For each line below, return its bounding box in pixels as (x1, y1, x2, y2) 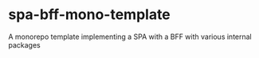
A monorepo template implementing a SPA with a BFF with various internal (8, 32, 253, 41)
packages (8, 40, 41, 49)
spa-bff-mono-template (8, 6, 171, 24)
